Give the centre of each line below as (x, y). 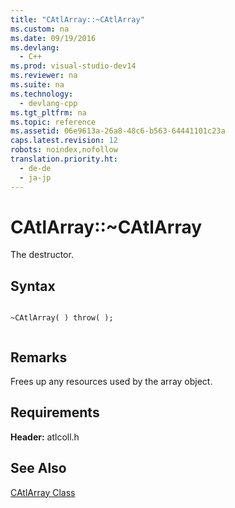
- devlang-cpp (48, 103)
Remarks (39, 357)
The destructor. (42, 255)
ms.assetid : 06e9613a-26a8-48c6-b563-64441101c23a (118, 131)
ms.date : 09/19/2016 (53, 38)
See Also (38, 468)
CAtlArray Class (43, 492)
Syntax (33, 286)
